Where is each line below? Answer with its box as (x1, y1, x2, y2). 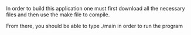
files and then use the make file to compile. (6, 11, 110, 18)
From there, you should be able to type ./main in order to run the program (6, 23, 183, 29)
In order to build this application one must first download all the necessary (6, 5, 186, 12)
